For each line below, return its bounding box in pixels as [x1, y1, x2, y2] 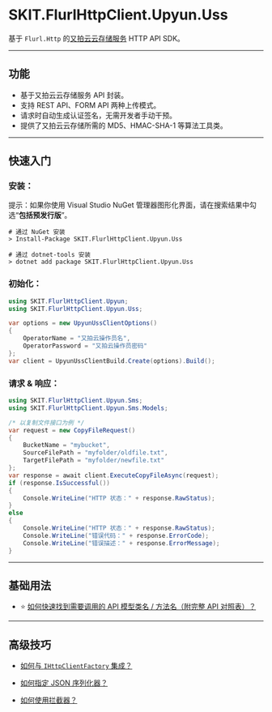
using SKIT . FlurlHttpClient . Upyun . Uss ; [8, 305, 143, 313]
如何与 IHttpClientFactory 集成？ [19, 661, 133, 671]
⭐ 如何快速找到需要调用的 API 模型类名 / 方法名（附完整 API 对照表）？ [19, 602, 257, 612]
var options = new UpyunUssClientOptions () [8, 319, 158, 327]
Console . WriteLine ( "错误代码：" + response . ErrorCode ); [23, 531, 210, 539]
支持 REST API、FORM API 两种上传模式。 [19, 100, 161, 110]
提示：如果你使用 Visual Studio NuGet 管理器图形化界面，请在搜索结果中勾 [8, 200, 257, 210]
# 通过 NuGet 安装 [8, 228, 66, 237]
